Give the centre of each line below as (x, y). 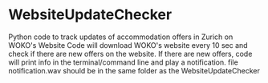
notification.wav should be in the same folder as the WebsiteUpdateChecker (134, 70)
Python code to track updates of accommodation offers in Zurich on (121, 37)
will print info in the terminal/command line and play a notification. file (123, 62)
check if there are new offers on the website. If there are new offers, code (130, 53)
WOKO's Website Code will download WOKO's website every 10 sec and (128, 45)
